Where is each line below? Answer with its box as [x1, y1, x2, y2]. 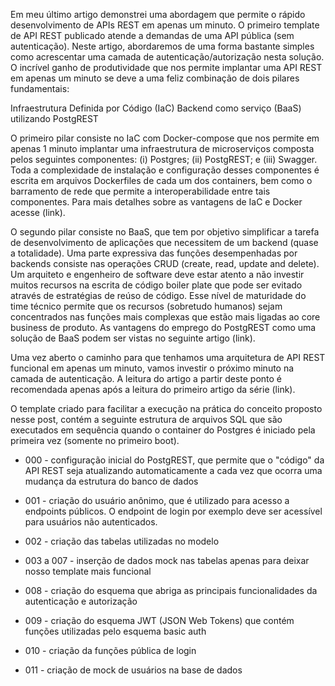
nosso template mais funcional [24, 565, 152, 577]
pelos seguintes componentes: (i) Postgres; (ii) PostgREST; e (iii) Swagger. [10, 154, 318, 165]
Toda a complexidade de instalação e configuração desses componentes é [10, 164, 320, 176]
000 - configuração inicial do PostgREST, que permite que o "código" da [24, 454, 325, 466]
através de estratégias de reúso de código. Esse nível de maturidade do [10, 290, 307, 301]
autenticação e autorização [24, 595, 138, 607]
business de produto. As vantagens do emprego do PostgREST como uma [10, 322, 317, 333]
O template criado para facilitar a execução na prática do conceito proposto [10, 403, 323, 414]
